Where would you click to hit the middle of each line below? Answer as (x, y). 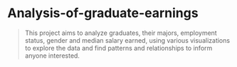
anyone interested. (52, 56)
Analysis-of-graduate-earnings (103, 13)
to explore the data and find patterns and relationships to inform (118, 48)
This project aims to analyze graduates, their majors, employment (121, 33)
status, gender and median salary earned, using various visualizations (127, 40)
